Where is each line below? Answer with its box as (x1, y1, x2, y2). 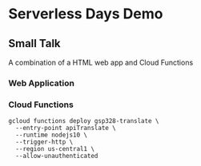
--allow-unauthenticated (15, 152, 98, 160)
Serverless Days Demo (8, 5, 163, 23)
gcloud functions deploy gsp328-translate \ (8, 117, 159, 125)
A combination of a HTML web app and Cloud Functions (8, 57, 194, 67)
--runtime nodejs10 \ (15, 131, 88, 140)
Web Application (8, 77, 74, 89)
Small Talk (8, 37, 62, 50)
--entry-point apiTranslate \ (15, 125, 116, 132)
